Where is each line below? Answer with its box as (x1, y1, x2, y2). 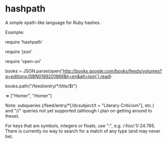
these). (5, 113, 20, 119)
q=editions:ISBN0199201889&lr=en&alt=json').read (5, 73, 110, 79)
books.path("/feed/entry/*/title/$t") (5, 83, 77, 89)
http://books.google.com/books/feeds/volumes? (62, 68, 162, 74)
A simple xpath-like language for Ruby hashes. (5, 19, 101, 25)
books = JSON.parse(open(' (5, 68, 63, 74)
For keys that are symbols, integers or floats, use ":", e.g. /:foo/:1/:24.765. (5, 122, 156, 128)
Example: (5, 29, 24, 35)
